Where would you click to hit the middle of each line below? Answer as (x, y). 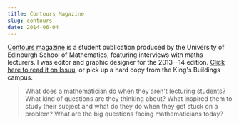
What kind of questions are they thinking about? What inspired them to (128, 99)
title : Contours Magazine (46, 14)
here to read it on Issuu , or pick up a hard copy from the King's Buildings (114, 70)
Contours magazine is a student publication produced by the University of (116, 48)
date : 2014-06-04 (33, 27)
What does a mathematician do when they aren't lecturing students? (125, 91)
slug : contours (30, 21)
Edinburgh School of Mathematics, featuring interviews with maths (105, 55)
